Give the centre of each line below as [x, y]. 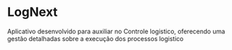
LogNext [32, 12]
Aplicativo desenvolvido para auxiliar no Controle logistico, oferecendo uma [116, 31]
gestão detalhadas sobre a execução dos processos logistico [95, 38]
